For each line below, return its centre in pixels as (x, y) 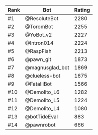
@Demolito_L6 (42, 92)
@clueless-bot (43, 76)
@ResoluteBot (42, 18)
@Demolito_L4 (42, 109)
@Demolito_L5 (42, 100)
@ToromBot (39, 26)
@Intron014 (39, 43)
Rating (82, 10)
